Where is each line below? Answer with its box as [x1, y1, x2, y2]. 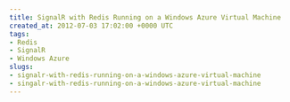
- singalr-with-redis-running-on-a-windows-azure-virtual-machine [9, 79, 261, 88]
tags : [9, 29, 29, 38]
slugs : [9, 63, 34, 72]
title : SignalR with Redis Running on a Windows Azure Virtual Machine [9, 12, 281, 22]
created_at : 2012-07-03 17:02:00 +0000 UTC [9, 21, 174, 30]
